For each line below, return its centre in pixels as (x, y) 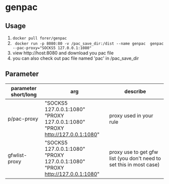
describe (135, 91)
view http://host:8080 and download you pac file (63, 53)
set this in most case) (134, 164)
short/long (24, 95)
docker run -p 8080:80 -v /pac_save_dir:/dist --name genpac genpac (89, 44)
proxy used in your (131, 116)
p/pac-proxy (23, 119)
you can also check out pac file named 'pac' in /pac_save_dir (76, 58)
